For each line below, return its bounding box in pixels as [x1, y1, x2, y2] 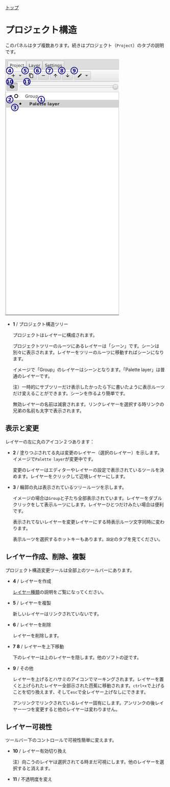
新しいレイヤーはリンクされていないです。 [12, 611, 102, 617]
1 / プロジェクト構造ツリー [12, 321, 68, 327]
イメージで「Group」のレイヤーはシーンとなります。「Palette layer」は [12, 366, 161, 373]
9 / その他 [12, 665, 34, 671]
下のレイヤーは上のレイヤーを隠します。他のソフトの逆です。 [12, 654, 142, 660]
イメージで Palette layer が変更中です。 [12, 456, 96, 462]
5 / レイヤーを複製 [12, 599, 52, 606]
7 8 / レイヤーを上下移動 [12, 643, 64, 650]
